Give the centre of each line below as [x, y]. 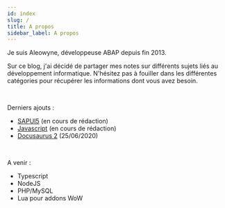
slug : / [18, 20]
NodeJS [29, 184]
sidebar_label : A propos [43, 33]
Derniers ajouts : [31, 107]
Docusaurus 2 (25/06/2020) [58, 136]
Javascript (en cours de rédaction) [67, 128]
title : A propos [31, 26]
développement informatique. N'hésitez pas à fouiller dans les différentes [112, 73]
